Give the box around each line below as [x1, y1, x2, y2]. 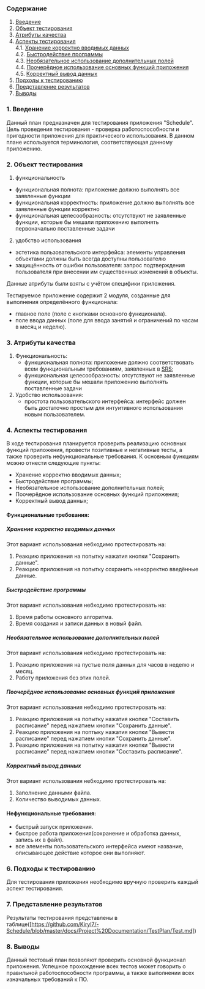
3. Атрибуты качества [6, 338, 76, 347]
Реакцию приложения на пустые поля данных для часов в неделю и [15, 661, 195, 668]
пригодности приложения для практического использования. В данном [6, 131, 195, 139]
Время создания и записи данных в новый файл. [15, 620, 143, 628]
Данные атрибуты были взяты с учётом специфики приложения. [6, 280, 176, 287]
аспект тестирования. [6, 885, 64, 892]
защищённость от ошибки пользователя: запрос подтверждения [15, 261, 185, 269]
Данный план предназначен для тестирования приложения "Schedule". [6, 119, 194, 126]
